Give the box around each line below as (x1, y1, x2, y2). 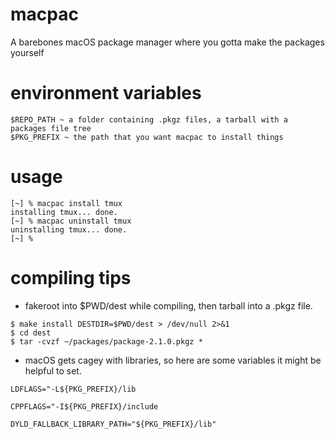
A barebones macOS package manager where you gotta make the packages (10, 36, 325, 48)
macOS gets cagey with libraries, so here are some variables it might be (24, 354, 322, 366)
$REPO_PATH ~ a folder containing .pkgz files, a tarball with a (10, 114, 288, 125)
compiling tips (10, 267, 132, 289)
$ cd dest (10, 328, 52, 338)
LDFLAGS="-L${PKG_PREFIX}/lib (10, 384, 137, 394)
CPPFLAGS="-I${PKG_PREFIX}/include (10, 401, 159, 412)
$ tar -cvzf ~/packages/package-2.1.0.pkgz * (10, 336, 203, 347)
